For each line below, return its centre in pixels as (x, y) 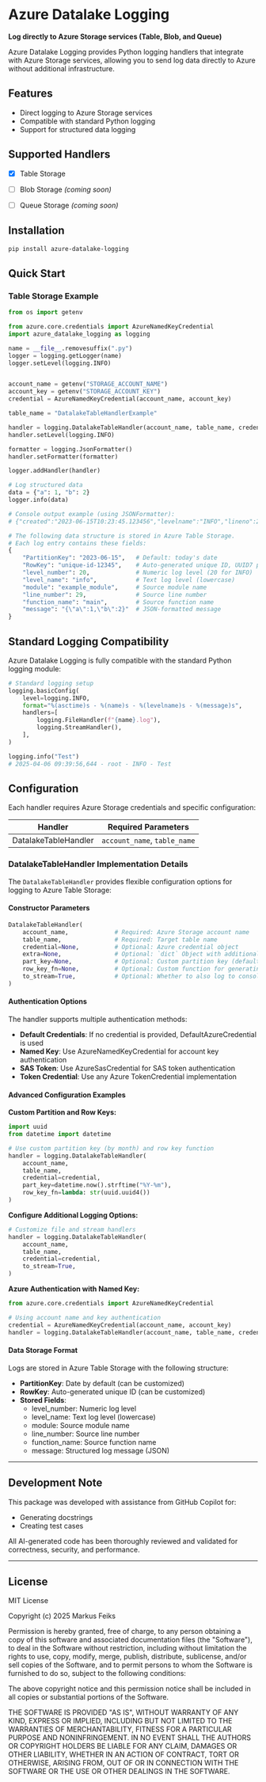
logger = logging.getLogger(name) (65, 355)
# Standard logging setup (51, 683)
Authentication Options (47, 1001)
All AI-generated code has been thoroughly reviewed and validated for (123, 1541)
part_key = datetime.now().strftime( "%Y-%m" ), (97, 1185)
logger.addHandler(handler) (55, 471)
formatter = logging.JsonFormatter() (70, 449)
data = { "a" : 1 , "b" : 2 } (49, 492)
